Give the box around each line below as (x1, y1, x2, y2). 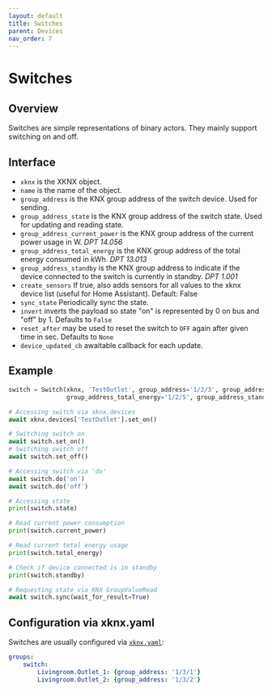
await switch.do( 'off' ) (8, 482, 89, 491)
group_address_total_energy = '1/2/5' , (66, 393, 194, 402)
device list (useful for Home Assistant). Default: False (19, 289, 198, 299)
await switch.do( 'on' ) (8, 475, 85, 483)
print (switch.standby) (8, 571, 85, 579)
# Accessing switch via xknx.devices (8, 407, 136, 416)
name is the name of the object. (19, 186, 123, 196)
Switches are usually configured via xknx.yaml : (8, 638, 164, 647)
